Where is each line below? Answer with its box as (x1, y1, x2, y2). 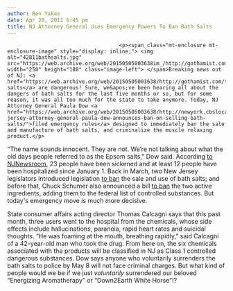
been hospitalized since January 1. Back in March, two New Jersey (7, 167, 198, 175)
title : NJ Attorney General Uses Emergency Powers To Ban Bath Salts (7, 23, 213, 30)
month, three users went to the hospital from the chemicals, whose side (7, 218, 212, 226)
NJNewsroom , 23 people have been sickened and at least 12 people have (7, 160, 217, 168)
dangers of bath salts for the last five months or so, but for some (7, 91, 213, 98)
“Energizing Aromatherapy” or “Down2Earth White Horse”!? (7, 276, 178, 285)
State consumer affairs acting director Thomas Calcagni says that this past (7, 210, 221, 218)
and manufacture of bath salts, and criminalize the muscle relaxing (7, 127, 213, 134)
